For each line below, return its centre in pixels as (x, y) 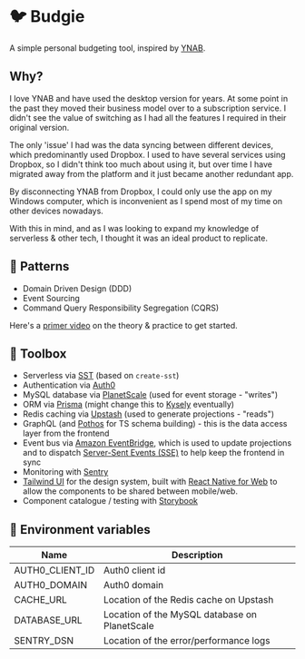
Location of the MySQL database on (180, 615)
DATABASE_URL (48, 620)
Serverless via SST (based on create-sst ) (101, 376)
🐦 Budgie (47, 17)
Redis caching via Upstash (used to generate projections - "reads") (148, 414)
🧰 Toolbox (38, 354)
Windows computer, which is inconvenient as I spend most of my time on (146, 201)
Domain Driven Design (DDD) (77, 288)
